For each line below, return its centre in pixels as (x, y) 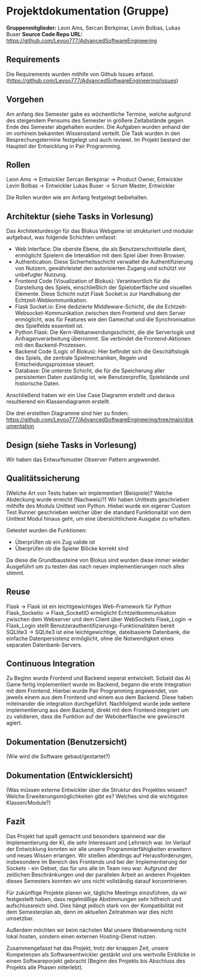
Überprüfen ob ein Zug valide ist (55, 542)
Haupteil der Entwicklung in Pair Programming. (64, 146)
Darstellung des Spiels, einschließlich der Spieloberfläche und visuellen (103, 287)
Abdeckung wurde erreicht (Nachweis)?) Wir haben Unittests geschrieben (98, 499)
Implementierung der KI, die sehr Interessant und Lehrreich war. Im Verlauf (98, 843)
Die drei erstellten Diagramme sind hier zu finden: (67, 413)
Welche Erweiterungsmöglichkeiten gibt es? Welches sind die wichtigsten (97, 796)
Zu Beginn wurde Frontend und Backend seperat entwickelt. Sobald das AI (98, 678)
